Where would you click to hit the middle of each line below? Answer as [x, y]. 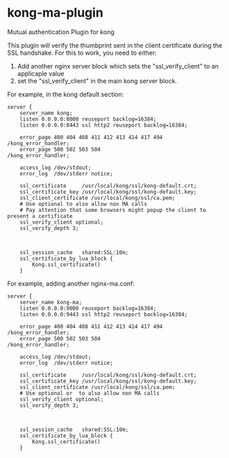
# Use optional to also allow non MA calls [84, 204]
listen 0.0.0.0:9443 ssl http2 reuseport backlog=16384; [104, 314]
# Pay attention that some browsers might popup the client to [113, 210]
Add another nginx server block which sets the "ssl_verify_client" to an [118, 66]
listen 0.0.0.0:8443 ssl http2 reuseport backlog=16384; [104, 125]
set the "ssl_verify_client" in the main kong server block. [97, 80]
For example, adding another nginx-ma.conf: [71, 283]
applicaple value [41, 73]
